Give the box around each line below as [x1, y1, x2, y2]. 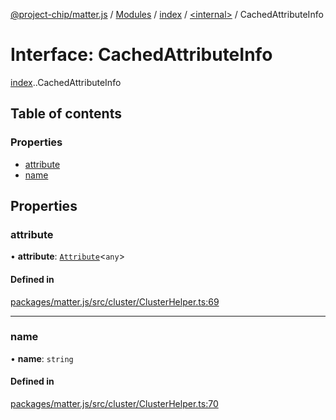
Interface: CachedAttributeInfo [10, 44, 273, 66]
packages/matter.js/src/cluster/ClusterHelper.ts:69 [10, 295, 220, 308]
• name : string [10, 352, 74, 364]
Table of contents [10, 105, 122, 123]
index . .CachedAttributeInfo [10, 76, 122, 88]
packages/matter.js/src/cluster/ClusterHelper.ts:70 [10, 398, 219, 410]
